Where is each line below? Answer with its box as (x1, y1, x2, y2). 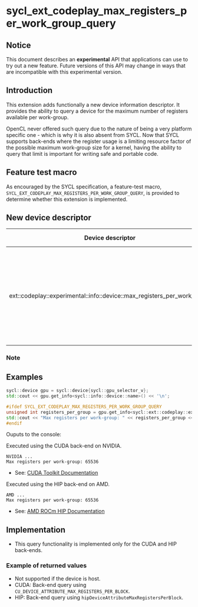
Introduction (6, 86, 53, 96)
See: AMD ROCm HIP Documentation (14, 508, 105, 515)
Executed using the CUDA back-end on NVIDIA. (6, 442, 122, 449)
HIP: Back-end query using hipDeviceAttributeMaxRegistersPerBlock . (14, 593, 184, 601)
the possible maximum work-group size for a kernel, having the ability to (6, 143, 181, 151)
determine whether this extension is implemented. (6, 195, 128, 203)
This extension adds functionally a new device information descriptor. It (6, 101, 180, 108)
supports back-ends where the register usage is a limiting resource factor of (6, 138, 192, 145)
